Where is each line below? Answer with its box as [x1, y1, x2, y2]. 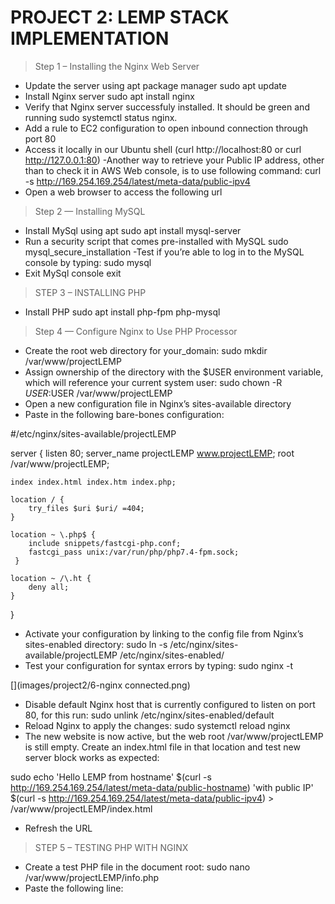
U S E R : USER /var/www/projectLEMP [24, 387, 173, 399]
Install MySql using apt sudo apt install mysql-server [24, 224, 242, 236]
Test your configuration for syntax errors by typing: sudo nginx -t [24, 659, 294, 671]
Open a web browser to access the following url [24, 186, 223, 198]
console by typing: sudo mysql [24, 256, 152, 268]
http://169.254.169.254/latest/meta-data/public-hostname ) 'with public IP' [10, 781, 314, 793]
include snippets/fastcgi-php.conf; [28, 538, 182, 548]
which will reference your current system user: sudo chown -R [24, 376, 283, 388]
